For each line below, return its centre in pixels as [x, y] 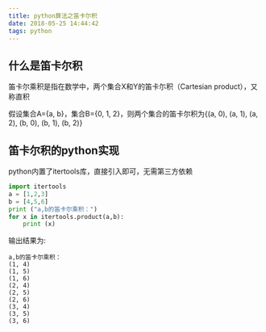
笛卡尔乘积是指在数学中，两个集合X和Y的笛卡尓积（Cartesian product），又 [133, 86]
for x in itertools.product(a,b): [66, 216]
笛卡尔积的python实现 [64, 150]
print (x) [39, 224]
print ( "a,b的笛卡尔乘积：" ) [53, 209]
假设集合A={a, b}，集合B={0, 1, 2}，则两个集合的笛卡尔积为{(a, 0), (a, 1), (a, [133, 114]
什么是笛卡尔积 [46, 65]
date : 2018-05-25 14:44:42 [54, 23]
